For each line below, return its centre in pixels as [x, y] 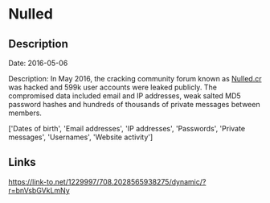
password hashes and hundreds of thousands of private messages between [134, 104]
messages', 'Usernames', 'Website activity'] [81, 137]
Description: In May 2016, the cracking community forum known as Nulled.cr [135, 79]
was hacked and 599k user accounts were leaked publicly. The [112, 87]
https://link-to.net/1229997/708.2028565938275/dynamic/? [107, 181]
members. [25, 113]
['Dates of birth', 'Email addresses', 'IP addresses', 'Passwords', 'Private [127, 128]
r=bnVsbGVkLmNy [39, 190]
